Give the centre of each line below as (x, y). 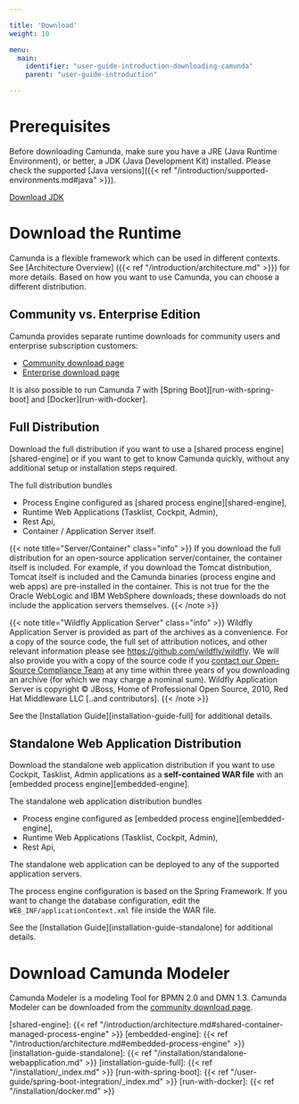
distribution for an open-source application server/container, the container (146, 557)
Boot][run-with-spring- (232, 389)
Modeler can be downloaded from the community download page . (131, 1008)
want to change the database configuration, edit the (105, 901)
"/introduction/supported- (221, 170)
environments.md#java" (53, 180)
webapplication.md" (46, 1063)
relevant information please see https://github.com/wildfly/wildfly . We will (144, 651)
